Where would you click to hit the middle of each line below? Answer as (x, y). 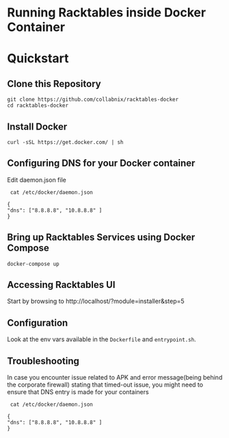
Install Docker (37, 126)
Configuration (38, 323)
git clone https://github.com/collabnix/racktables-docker (93, 100)
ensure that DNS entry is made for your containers (78, 392)
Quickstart (38, 59)
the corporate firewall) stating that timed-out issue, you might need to (105, 385)
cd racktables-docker (38, 106)
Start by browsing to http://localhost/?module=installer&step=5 (96, 301)
